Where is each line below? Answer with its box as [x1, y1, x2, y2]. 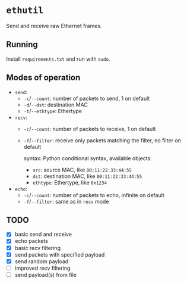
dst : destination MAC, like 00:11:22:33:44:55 [32, 172, 142, 180]
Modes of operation [6, 73, 81, 83]
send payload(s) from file [14, 271, 77, 278]
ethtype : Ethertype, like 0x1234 [32, 179, 107, 186]
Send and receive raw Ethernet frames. [6, 22, 102, 29]
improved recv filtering [14, 264, 71, 271]
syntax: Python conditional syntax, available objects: [23, 154, 153, 162]
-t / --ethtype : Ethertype [23, 107, 82, 114]
